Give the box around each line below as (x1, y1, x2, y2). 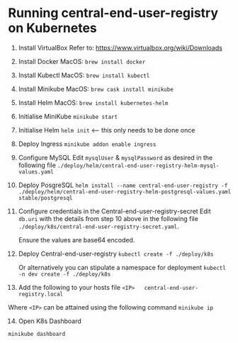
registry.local (18, 291, 64, 298)
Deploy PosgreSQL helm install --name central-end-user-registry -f (18, 181, 228, 189)
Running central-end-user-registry (8, 5, 219, 21)
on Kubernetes (8, 20, 98, 36)
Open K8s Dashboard (18, 317, 82, 325)
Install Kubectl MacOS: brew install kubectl (18, 71, 150, 79)
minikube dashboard (8, 330, 66, 337)
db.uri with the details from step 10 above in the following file (18, 214, 199, 223)
